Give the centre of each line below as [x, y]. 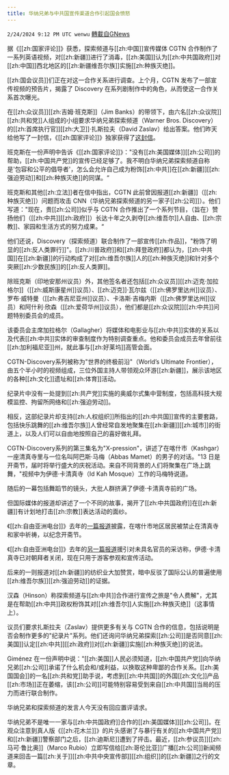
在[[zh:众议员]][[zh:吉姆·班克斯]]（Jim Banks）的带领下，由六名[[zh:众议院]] [114, 112]
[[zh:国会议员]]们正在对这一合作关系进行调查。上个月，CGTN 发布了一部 [109, 80]
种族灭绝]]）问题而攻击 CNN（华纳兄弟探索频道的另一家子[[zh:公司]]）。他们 [114, 201]
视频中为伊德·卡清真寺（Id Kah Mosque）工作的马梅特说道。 [107, 474]
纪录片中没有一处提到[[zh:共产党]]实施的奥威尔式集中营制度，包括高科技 [109, 393]
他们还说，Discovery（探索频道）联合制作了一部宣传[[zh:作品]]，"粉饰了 [109, 241]
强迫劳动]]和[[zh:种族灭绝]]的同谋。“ [58, 177]
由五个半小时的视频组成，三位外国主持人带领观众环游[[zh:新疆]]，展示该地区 [114, 370]
